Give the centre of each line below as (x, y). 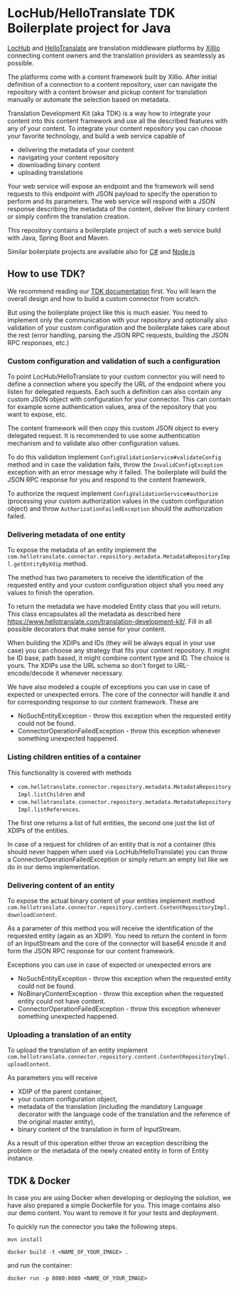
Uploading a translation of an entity (70, 1034)
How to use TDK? (46, 274)
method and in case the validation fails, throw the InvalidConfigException (115, 465)
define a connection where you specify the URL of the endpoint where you (117, 384)
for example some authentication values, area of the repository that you (112, 407)
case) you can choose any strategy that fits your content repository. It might (119, 651)
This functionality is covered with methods (70, 773)
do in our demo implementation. (54, 866)
